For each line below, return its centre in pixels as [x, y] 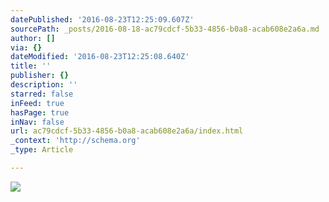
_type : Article [42, 150]
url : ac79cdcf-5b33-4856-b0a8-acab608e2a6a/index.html [127, 131]
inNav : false [37, 122]
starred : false [42, 94]
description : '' [44, 85]
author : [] [33, 38]
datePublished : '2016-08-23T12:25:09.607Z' [102, 19]
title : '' [31, 66]
